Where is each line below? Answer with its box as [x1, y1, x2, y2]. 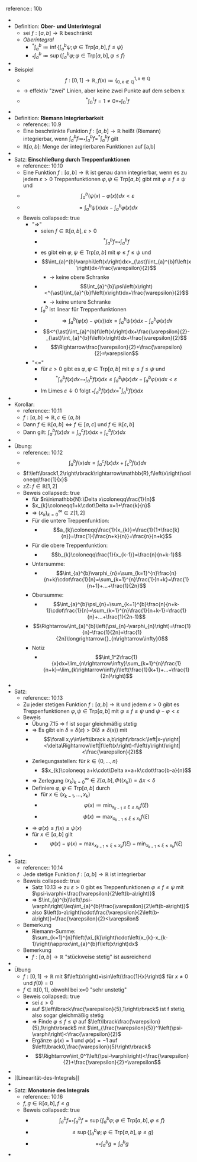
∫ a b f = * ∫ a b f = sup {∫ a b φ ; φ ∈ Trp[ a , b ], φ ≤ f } [59, 1116, 165, 1125]
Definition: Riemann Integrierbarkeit [14, 114, 104, 121]
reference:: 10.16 [22, 1093, 63, 1100]
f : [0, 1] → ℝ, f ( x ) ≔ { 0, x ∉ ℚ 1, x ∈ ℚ [64, 75, 150, 85]
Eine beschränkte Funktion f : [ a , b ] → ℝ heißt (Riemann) [22, 127, 161, 134]
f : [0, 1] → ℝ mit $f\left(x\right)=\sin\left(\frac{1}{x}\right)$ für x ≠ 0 [22, 973, 189, 980]
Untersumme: [31, 560, 66, 567]
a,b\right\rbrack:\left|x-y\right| [106, 735, 181, 742]
